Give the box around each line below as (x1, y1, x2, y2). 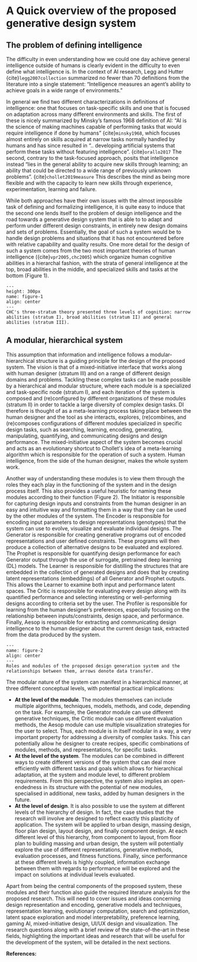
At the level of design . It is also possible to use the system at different (14, 802, 185, 809)
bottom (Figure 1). (6, 272, 49, 279)
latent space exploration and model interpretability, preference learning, (6, 913, 181, 921)
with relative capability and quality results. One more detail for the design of (6, 241, 190, 248)
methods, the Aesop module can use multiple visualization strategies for (14, 721, 190, 728)
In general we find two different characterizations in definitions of (6, 98, 165, 105)
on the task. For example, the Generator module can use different (14, 709, 173, 716)
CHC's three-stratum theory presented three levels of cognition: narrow (6, 309, 191, 315)
